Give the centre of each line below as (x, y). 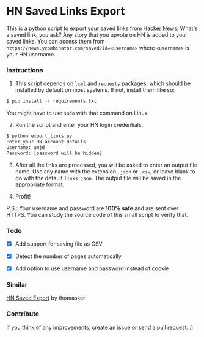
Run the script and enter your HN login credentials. (79, 125)
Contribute (23, 314)
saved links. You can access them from (56, 41)
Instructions (25, 70)
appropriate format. (40, 184)
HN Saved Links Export (66, 11)
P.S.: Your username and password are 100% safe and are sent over (93, 208)
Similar (17, 285)
